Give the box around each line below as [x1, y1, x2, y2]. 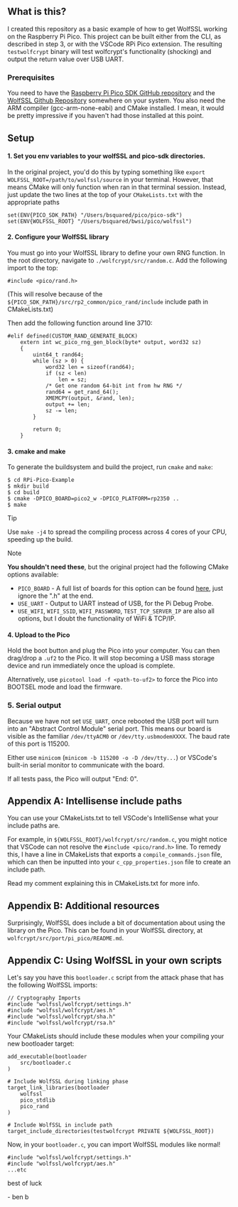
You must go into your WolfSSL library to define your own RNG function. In [7, 248, 226, 257]
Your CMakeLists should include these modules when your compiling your [7, 1032, 225, 1041]
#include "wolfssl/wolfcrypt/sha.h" [7, 1013, 116, 1021]
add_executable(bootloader [7, 1053, 87, 1061]
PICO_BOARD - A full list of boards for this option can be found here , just [17, 584, 224, 593]
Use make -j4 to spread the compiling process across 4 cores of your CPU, [7, 527, 227, 536]
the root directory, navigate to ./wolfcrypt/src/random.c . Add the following [7, 256, 227, 264]
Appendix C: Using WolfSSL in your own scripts [7, 954, 222, 966]
